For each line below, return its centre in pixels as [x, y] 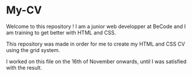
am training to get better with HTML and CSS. [61, 32]
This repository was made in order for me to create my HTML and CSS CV [96, 44]
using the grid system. [33, 50]
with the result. [24, 67]
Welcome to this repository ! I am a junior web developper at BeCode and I [96, 26]
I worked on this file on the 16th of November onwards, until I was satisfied [96, 61]
